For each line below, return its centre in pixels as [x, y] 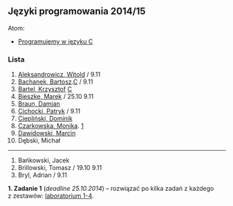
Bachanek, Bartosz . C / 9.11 [55, 82]
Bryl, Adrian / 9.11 [43, 175]
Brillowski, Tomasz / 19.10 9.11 [60, 168]
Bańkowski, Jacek [44, 160]
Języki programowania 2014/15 [77, 11]
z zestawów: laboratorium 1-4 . [51, 196]
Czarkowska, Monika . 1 [50, 126]
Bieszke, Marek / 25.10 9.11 [56, 97]
